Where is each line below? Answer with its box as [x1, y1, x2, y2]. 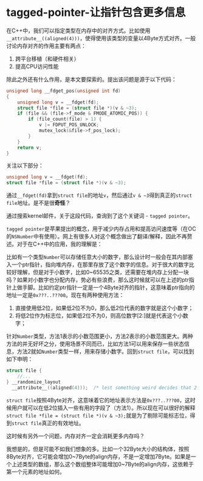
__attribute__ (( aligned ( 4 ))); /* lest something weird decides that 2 [12, 385, 198, 391]
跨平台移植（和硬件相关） [15, 55, 80, 62]
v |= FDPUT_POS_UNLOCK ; [38, 122, 99, 128]
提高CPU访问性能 [15, 62, 59, 70]
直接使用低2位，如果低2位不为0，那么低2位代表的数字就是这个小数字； [15, 304, 194, 312]
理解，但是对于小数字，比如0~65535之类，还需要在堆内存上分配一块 [16, 269, 190, 276]
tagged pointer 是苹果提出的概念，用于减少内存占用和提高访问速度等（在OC [6, 225, 196, 232]
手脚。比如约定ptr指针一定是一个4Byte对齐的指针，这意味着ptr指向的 [22, 284, 195, 291]
